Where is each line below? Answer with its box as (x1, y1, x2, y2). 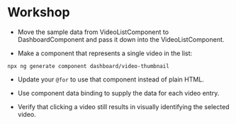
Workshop (7, 4, 70, 21)
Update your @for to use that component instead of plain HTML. (17, 75, 204, 84)
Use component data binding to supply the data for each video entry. (17, 89, 220, 97)
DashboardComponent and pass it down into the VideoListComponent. (17, 35, 225, 43)
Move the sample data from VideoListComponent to (17, 28, 169, 36)
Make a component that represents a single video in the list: (17, 49, 193, 57)
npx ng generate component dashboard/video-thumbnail (7, 62, 170, 69)
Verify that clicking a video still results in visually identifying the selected (17, 102, 230, 111)
